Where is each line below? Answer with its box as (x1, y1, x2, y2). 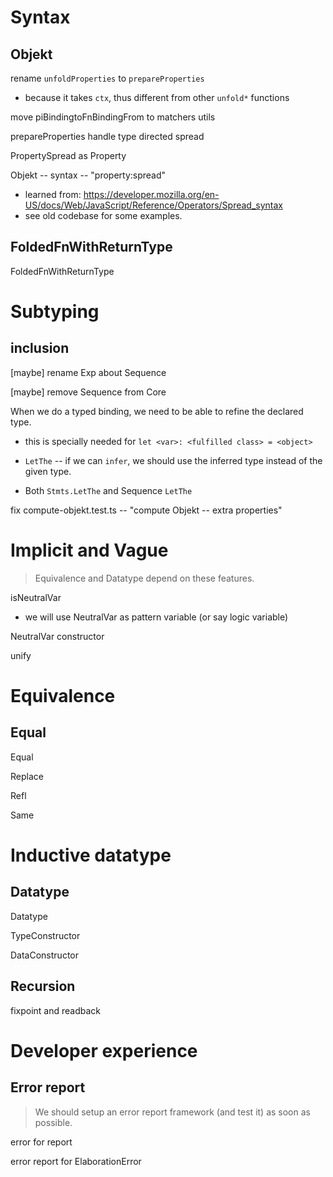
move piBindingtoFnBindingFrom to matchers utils (10, 111, 216, 123)
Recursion (10, 978, 76, 995)
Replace (10, 770, 44, 782)
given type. (24, 465, 72, 477)
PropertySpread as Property (10, 150, 127, 161)
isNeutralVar (10, 591, 62, 603)
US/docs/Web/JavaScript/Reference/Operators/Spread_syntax (24, 199, 283, 211)
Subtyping (10, 301, 100, 323)
